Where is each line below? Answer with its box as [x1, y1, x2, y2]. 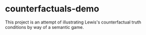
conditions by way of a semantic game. [5, 24, 84, 30]
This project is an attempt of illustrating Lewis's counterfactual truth [5, 19, 142, 25]
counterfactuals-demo [5, 3, 99, 14]
